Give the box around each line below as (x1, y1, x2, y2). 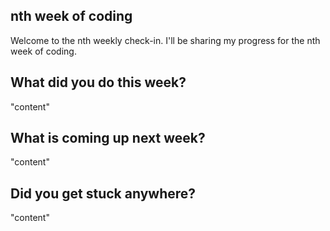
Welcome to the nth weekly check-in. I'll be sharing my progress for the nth (10, 34, 321, 46)
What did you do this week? (10, 74, 187, 91)
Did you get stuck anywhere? (10, 185, 197, 202)
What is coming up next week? (10, 130, 206, 147)
